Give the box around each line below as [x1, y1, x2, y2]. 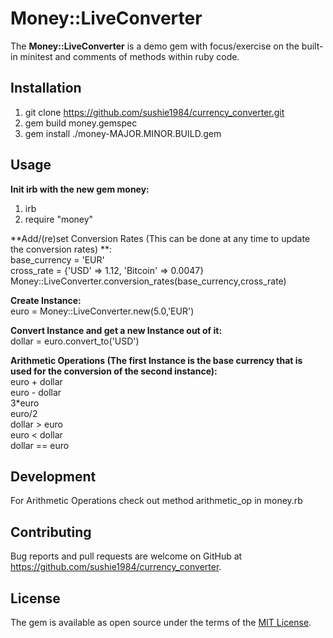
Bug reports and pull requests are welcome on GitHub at [10, 550, 243, 562]
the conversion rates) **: [10, 243, 113, 255]
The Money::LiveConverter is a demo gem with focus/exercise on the [10, 40, 300, 52]
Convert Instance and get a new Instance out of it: [10, 324, 223, 336]
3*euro [10, 397, 40, 409]
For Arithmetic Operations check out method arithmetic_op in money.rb [10, 495, 303, 507]
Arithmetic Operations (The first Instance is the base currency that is [10, 354, 303, 366]
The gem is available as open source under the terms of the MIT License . [10, 617, 312, 628]
